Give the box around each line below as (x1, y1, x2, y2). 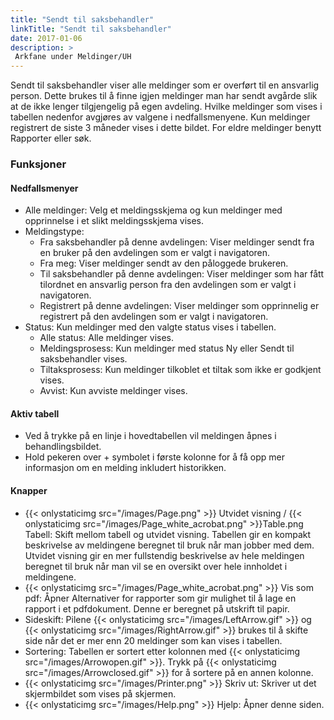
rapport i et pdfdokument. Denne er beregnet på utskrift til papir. (24, 602, 290, 615)
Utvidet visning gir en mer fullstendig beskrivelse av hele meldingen (24, 549, 305, 561)
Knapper (10, 485, 48, 497)
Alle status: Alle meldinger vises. (39, 332, 175, 344)
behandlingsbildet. (24, 441, 102, 453)
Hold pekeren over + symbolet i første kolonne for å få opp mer (24, 451, 286, 463)
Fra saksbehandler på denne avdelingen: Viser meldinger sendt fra (39, 236, 315, 248)
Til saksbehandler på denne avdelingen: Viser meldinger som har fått (39, 268, 325, 280)
